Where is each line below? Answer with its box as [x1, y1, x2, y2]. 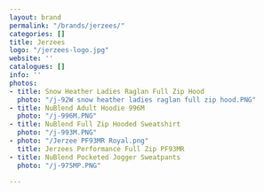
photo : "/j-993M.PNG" [17, 128, 98, 137]
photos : [9, 79, 38, 88]
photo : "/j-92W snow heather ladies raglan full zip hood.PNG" [17, 95, 256, 104]
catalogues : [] [9, 63, 66, 72]
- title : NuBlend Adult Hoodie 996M [9, 104, 145, 112]
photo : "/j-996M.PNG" [17, 111, 98, 120]
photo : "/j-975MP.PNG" [17, 161, 101, 170]
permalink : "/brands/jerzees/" [9, 21, 125, 30]
